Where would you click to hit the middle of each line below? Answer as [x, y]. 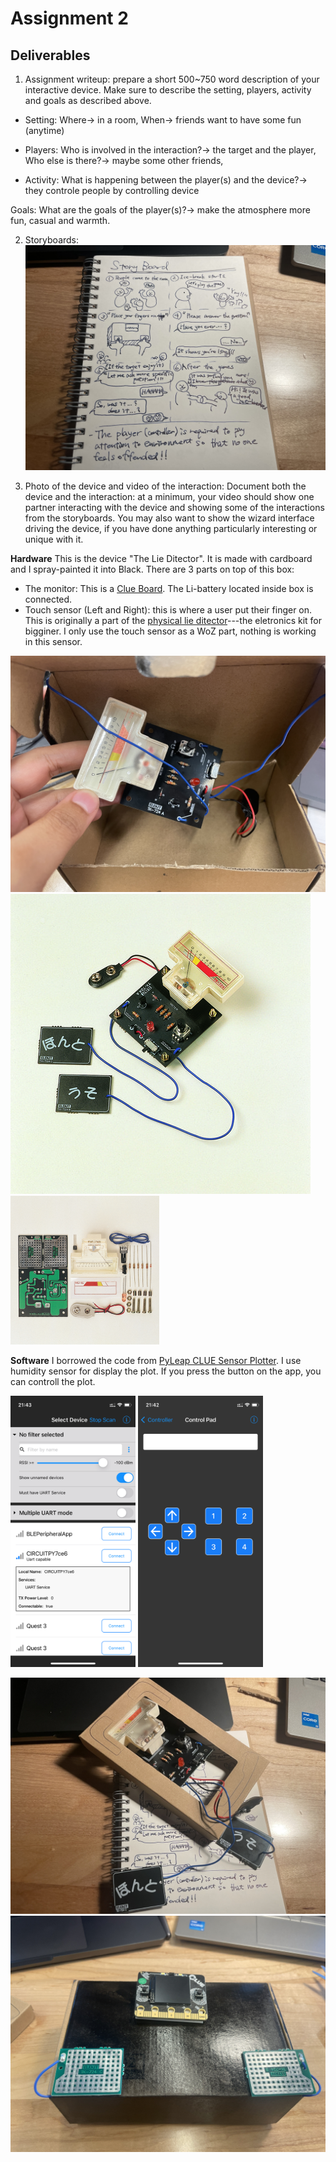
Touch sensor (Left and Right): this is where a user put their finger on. [168, 610]
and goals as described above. [88, 100]
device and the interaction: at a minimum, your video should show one [169, 497]
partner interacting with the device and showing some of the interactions [174, 508]
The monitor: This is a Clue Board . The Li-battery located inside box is [169, 589]
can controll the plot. [53, 1382]
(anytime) [44, 130]
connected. [48, 599]
